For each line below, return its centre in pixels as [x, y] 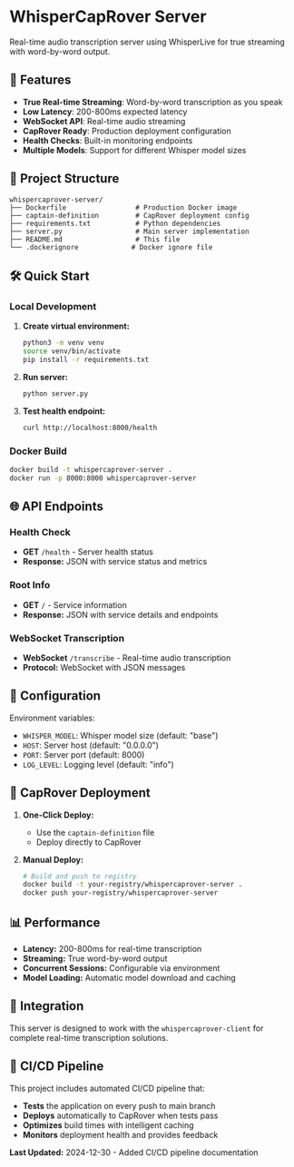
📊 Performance [55, 922]
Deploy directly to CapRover [89, 842]
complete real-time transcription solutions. [89, 1037]
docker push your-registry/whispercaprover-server [120, 893]
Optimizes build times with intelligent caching [108, 1125]
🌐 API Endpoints [57, 507]
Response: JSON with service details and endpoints [120, 614]
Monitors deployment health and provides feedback [120, 1134]
